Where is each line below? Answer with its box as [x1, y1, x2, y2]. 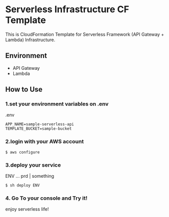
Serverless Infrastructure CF [5, 4, 129, 15]
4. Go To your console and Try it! [5, 195, 88, 202]
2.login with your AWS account [5, 138, 84, 145]
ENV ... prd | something [5, 173, 55, 179]
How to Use [5, 85, 43, 94]
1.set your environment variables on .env [5, 100, 109, 107]
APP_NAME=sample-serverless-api [5, 122, 74, 127]
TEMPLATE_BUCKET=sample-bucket [5, 126, 72, 131]
